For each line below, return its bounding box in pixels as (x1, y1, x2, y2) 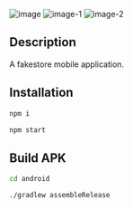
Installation (9, 85, 74, 100)
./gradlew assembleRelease (9, 191, 111, 200)
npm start (9, 125, 47, 135)
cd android (9, 175, 50, 184)
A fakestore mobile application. (9, 59, 124, 70)
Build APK (9, 150, 66, 166)
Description (9, 34, 76, 50)
